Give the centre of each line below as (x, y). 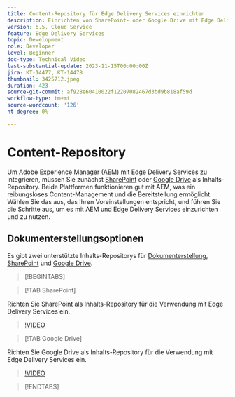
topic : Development (36, 40)
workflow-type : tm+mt (39, 99)
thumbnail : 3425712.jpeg (43, 79)
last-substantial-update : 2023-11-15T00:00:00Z (78, 66)
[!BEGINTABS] (45, 276)
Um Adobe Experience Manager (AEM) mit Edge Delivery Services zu (107, 172)
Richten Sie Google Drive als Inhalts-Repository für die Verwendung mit (110, 352)
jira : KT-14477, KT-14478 (45, 72)
